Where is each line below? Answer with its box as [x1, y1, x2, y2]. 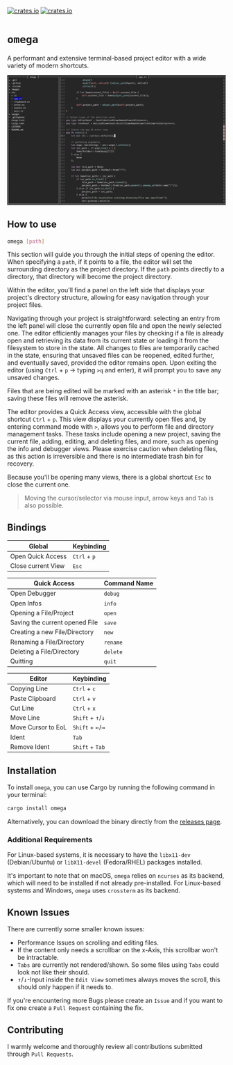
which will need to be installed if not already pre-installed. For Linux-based [7, 879, 221, 887]
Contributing [7, 1024, 64, 1036]
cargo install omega [7, 805, 67, 812]
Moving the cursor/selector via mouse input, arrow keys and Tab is [24, 494, 214, 503]
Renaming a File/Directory [10, 638, 85, 646]
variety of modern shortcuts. [7, 61, 89, 70]
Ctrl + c [72, 684, 96, 693]
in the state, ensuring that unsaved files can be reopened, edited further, [7, 352, 215, 360]
